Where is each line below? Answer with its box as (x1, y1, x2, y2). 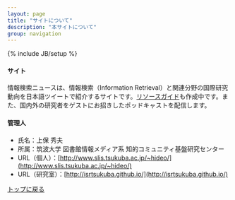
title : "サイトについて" (7, 17, 73, 24)
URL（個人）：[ (17, 153, 61, 162)
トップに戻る (7, 184, 44, 193)
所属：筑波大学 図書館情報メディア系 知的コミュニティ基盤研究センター (17, 144, 224, 153)
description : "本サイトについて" (7, 23, 97, 30)
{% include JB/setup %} (7, 49, 78, 58)
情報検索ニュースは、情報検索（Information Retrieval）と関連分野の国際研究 (7, 83, 228, 92)
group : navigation (7, 30, 61, 37)
